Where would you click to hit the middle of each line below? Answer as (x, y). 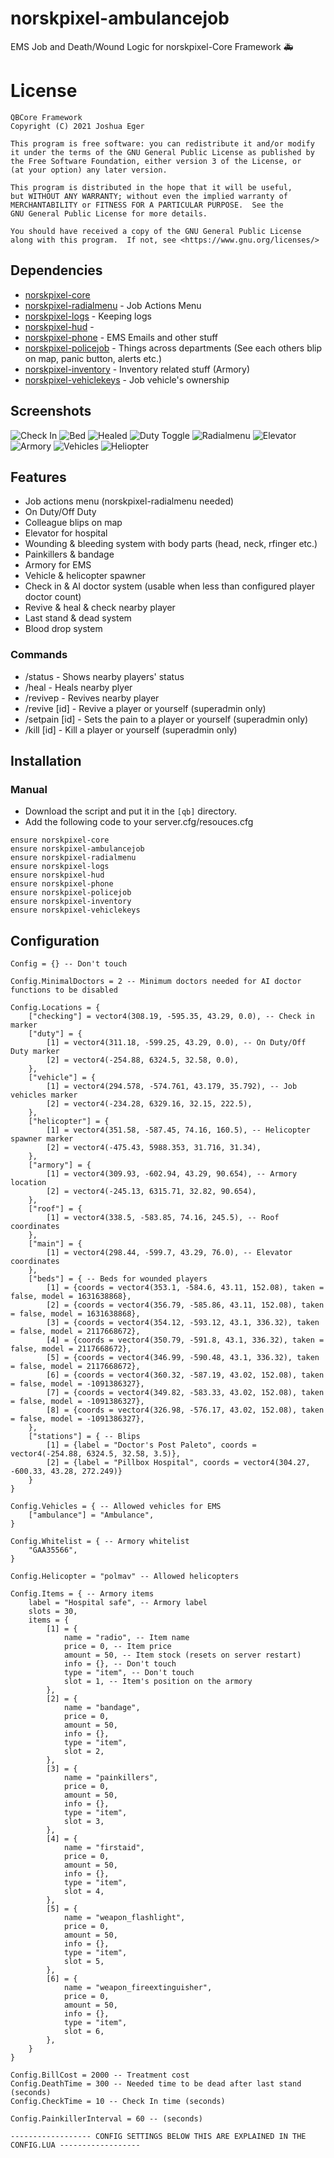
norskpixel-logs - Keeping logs (88, 316)
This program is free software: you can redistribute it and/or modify (162, 143)
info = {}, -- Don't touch (120, 1664)
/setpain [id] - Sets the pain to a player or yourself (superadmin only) (166, 719)
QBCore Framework (46, 117)
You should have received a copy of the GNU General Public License (156, 231)
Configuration (55, 940)
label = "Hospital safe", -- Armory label (118, 1603)
